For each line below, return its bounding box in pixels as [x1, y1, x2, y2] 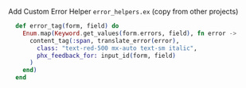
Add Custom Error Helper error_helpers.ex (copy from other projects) [8, 7, 239, 16]
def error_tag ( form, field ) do [15, 22, 119, 30]
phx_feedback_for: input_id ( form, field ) [37, 52, 177, 59]
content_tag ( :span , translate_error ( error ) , [29, 36, 180, 44]
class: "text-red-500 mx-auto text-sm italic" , [37, 44, 197, 52]
